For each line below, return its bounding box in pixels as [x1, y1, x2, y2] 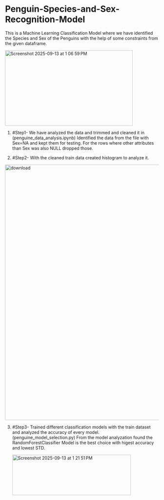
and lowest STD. [12, 445, 45, 450]
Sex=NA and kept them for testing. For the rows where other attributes [12, 140, 154, 146]
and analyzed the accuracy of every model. [12, 429, 100, 435]
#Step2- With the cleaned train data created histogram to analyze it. [12, 154, 149, 160]
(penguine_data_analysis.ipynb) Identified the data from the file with [12, 135, 149, 141]
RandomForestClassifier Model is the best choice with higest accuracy [12, 440, 154, 446]
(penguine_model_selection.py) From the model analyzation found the [12, 434, 153, 440]
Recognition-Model [5, 14, 85, 25]
